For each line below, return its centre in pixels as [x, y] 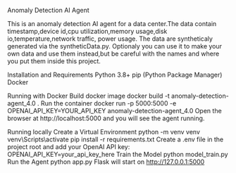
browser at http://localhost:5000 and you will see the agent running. [106, 118]
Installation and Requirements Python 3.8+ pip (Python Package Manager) [115, 75]
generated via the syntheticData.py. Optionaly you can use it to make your [115, 46]
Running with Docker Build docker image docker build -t [89, 96]
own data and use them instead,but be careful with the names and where [113, 53]
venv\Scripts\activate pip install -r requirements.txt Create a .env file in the [116, 139]
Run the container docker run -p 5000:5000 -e [109, 103]
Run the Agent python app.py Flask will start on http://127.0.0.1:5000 [106, 162]
